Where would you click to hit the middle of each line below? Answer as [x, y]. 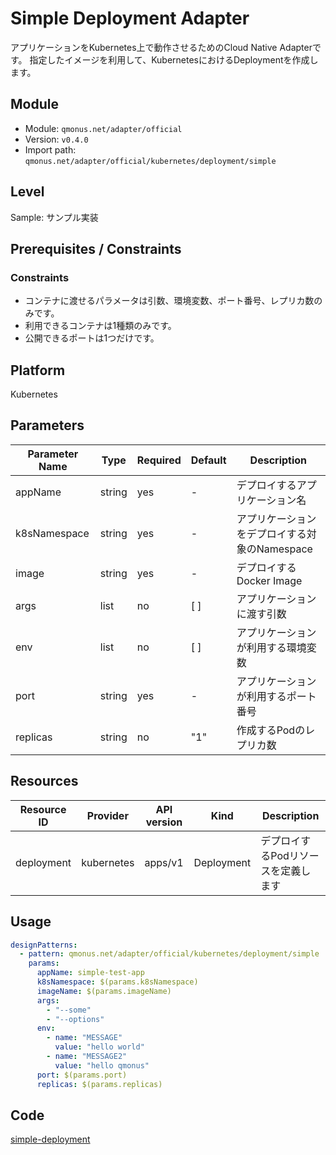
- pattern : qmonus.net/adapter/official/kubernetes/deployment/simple [169, 954]
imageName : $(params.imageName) [104, 991]
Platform [38, 370]
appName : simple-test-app [90, 973]
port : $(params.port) [82, 1075]
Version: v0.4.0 [56, 139]
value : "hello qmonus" [102, 1065]
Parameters [47, 425]
